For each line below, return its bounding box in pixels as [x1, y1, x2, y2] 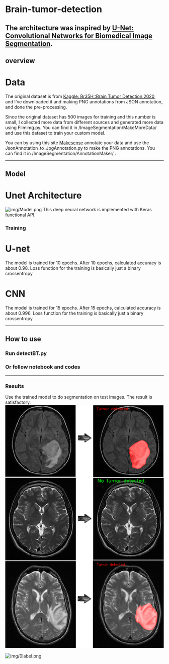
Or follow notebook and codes [5, 364, 80, 371]
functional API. [5, 212, 36, 218]
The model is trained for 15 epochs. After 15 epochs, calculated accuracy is [5, 305, 161, 311]
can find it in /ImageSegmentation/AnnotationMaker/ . [5, 150, 117, 156]
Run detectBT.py [5, 350, 47, 357]
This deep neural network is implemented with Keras [42, 207, 152, 213]
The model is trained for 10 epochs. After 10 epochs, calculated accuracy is [5, 260, 161, 266]
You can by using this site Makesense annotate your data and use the [5, 140, 149, 146]
